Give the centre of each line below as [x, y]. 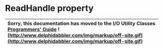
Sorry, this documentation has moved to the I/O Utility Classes [81, 23]
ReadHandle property [49, 8]
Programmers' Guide [32, 29]
